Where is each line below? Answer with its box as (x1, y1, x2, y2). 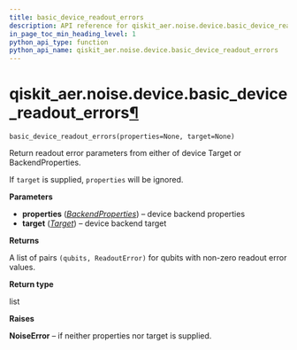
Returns (9, 236, 40, 246)
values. (9, 262, 35, 273)
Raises (9, 314, 35, 324)
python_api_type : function (9, 37, 109, 47)
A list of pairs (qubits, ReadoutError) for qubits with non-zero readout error (9, 253, 287, 263)
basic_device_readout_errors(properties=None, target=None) (9, 132, 236, 142)
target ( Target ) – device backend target (21, 218, 167, 229)
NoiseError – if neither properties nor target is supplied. (9, 331, 212, 341)
